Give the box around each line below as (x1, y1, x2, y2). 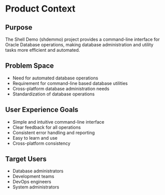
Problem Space (5, 61, 54, 70)
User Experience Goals (5, 106, 79, 114)
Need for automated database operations (12, 75, 99, 81)
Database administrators (12, 168, 64, 174)
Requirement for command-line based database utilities (12, 80, 128, 86)
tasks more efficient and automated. (5, 47, 80, 53)
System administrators (12, 184, 59, 190)
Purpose (5, 23, 33, 32)
